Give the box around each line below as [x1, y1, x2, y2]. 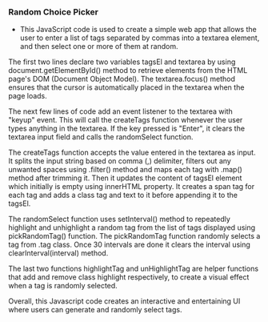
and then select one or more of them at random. [19, 42, 178, 51]
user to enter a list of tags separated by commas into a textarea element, [19, 33, 260, 42]
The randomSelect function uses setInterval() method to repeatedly [8, 215, 230, 224]
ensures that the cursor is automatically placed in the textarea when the [8, 83, 245, 92]
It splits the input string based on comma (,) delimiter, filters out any [8, 156, 232, 166]
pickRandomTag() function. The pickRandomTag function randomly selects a [8, 231, 261, 241]
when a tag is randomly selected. [8, 281, 118, 291]
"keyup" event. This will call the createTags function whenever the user [8, 115, 243, 125]
